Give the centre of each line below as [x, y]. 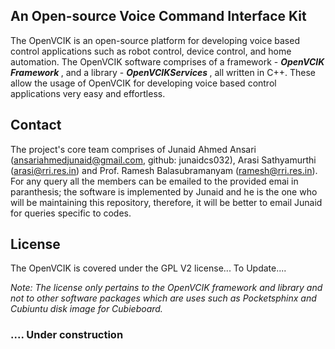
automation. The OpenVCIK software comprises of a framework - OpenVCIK [167, 61]
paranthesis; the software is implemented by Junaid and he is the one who [164, 191]
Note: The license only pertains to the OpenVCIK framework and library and [166, 288]
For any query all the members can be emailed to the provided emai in [154, 181]
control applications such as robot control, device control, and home [151, 51]
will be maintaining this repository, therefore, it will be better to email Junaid [166, 202]
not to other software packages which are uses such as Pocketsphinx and [163, 298]
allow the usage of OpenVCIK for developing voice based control [143, 83]
